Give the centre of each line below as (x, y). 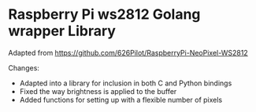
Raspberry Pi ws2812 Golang (104, 14)
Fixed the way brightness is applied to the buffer (98, 91)
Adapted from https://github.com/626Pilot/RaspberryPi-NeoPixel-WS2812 (128, 52)
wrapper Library (62, 31)
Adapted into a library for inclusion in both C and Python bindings (126, 83)
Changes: (24, 67)
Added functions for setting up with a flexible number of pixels (121, 99)
